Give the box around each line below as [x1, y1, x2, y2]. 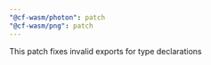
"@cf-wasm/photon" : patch [9, 12, 105, 22]
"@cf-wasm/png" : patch [9, 21, 93, 30]
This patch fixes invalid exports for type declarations [9, 45, 202, 56]
